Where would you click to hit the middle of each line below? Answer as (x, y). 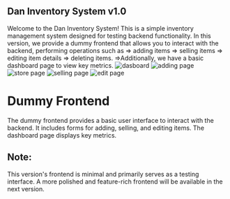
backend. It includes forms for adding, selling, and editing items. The (106, 128)
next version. (26, 189)
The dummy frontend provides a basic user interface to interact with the (110, 120)
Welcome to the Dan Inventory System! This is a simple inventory (100, 28)
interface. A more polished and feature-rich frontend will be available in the (115, 182)
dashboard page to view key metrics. (60, 65)
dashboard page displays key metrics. (62, 135)
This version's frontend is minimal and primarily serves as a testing (103, 174)
